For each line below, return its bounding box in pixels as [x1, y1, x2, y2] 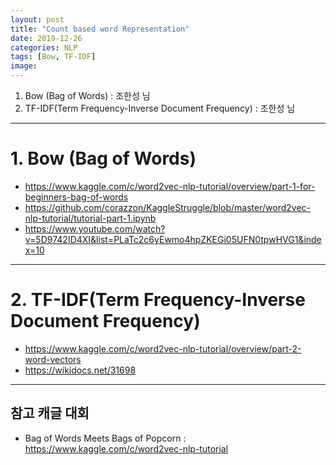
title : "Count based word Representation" [10, 24, 190, 34]
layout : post [10, 14, 65, 25]
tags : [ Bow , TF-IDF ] [10, 52, 97, 62]
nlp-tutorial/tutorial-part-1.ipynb [24, 212, 157, 224]
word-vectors [24, 353, 82, 365]
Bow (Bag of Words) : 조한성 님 [24, 90, 151, 101]
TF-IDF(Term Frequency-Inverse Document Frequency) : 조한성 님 [24, 102, 296, 114]
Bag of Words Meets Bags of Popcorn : [24, 432, 187, 444]
